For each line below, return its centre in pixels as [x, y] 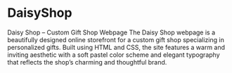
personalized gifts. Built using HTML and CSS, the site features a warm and [116, 47]
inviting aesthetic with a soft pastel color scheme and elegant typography [114, 55]
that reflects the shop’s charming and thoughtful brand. [87, 62]
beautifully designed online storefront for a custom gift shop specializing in [116, 39]
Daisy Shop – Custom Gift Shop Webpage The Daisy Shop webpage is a [111, 32]
